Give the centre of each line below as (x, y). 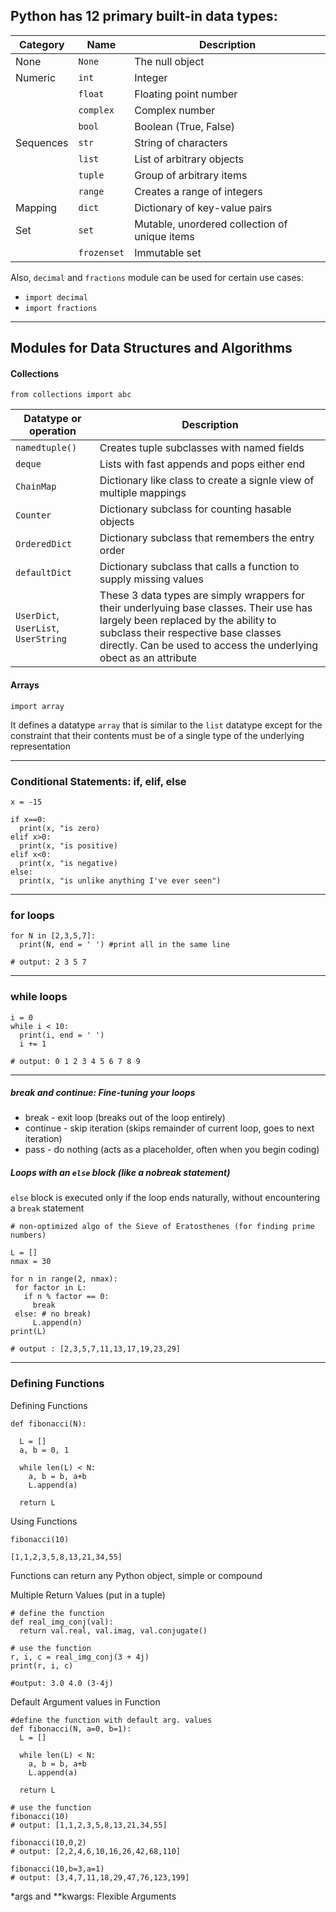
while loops (39, 997)
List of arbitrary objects (189, 159)
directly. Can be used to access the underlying (209, 646)
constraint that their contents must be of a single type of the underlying (157, 735)
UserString (41, 639)
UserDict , (37, 616)
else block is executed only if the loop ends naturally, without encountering (165, 1198)
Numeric (36, 77)
